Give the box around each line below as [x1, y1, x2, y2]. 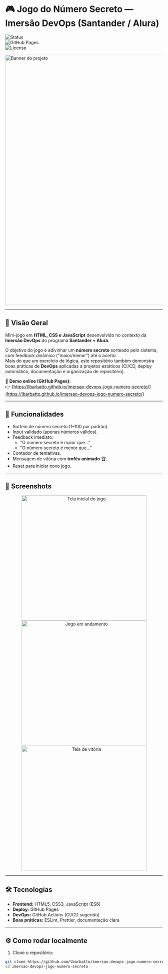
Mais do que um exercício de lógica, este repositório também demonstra [5, 358, 154, 364]
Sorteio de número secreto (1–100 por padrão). [12, 423, 109, 429]
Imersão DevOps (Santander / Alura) [5, 18, 159, 29]
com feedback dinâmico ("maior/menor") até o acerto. [5, 352, 117, 358]
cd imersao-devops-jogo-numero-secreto [5, 964, 88, 969]
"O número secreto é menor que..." [19, 445, 92, 451]
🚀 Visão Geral [5, 318, 48, 328]
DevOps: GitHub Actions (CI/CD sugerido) [12, 912, 100, 918]
